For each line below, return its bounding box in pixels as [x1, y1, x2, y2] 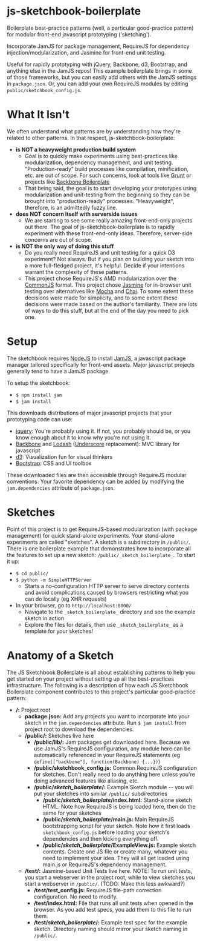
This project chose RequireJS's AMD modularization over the [24, 275, 177, 282]
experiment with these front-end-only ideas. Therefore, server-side [24, 229, 193, 237]
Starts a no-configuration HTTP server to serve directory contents [24, 582, 190, 589]
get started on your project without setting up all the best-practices [7, 675, 175, 683]
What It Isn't [7, 108, 69, 122]
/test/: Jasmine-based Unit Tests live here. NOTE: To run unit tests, [24, 867, 193, 874]
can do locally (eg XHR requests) [24, 595, 108, 603]
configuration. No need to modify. [33, 893, 118, 900]
